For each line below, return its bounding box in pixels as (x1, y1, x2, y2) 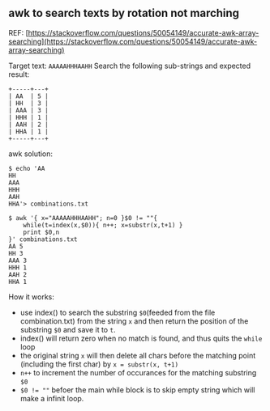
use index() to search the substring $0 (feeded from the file (19, 307, 216, 317)
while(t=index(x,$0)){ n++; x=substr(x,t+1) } (23, 221, 183, 229)
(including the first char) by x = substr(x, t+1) (19, 359, 179, 369)
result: (8, 69, 30, 79)
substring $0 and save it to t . (19, 324, 116, 334)
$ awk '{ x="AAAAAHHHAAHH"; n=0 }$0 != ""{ (8, 214, 158, 222)
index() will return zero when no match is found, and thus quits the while (19, 333, 263, 343)
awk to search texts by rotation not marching (8, 6, 240, 20)
